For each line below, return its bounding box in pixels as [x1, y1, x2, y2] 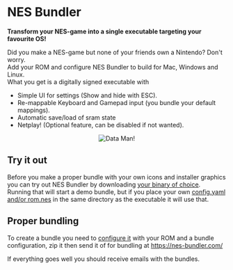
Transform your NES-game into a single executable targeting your [7, 27, 202, 35]
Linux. [7, 70, 25, 79]
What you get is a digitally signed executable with [7, 77, 150, 86]
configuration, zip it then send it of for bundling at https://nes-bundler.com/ [7, 241, 223, 249]
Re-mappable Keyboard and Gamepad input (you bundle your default [17, 98, 216, 106]
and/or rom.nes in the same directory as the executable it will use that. [7, 195, 209, 203]
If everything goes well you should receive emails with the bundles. [7, 255, 200, 263]
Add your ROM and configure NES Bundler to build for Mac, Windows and [7, 63, 218, 71]
